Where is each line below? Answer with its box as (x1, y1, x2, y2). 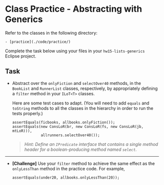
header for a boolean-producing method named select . (24, 146, 137, 152)
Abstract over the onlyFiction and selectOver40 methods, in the (12, 80, 142, 86)
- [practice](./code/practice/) (5, 39, 71, 44)
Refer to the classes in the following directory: (5, 30, 98, 36)
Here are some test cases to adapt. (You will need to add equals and (12, 100, 150, 106)
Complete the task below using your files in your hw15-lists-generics (5, 48, 145, 54)
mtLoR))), (12, 128, 33, 133)
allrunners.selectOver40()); (41, 133, 100, 138)
